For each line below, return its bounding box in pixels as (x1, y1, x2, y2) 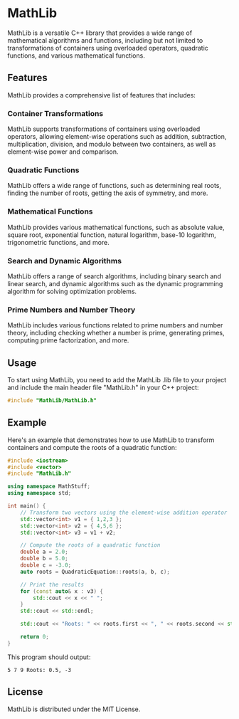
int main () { (7, 503, 46, 510)
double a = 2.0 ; (20, 548, 69, 556)
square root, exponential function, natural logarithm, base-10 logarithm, (7, 230, 217, 239)
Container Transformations (7, 108, 104, 118)
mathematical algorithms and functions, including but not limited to (7, 36, 203, 44)
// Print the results (20, 581, 84, 588)
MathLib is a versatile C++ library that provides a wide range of (7, 28, 193, 37)
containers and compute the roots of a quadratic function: (7, 443, 177, 451)
